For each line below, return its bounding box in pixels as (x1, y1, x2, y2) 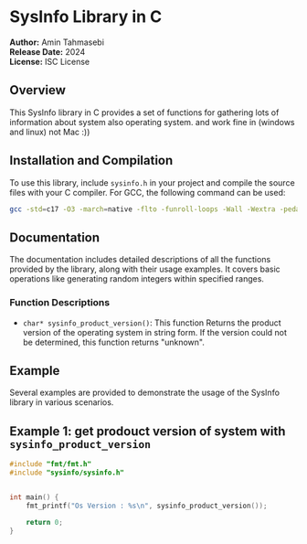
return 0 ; (26, 517, 64, 527)
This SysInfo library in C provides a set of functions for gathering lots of (9, 107, 280, 118)
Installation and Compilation (9, 153, 174, 168)
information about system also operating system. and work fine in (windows (9, 116, 295, 127)
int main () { (9, 492, 59, 502)
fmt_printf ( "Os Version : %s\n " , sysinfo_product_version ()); (26, 501, 268, 510)
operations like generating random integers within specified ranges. (9, 273, 265, 284)
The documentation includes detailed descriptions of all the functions (9, 254, 271, 265)
